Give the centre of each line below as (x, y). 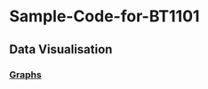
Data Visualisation (61, 49)
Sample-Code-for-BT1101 (104, 16)
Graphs (25, 75)
